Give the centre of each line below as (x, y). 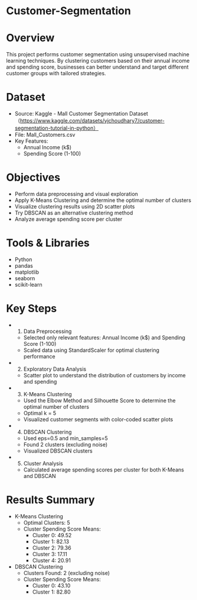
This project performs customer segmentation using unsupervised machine (98, 54)
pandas (24, 265)
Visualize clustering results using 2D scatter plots (75, 206)
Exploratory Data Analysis (55, 369)
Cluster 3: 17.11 (50, 554)
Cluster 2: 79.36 (52, 548)
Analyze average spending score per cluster (68, 219)
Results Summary (51, 500)
